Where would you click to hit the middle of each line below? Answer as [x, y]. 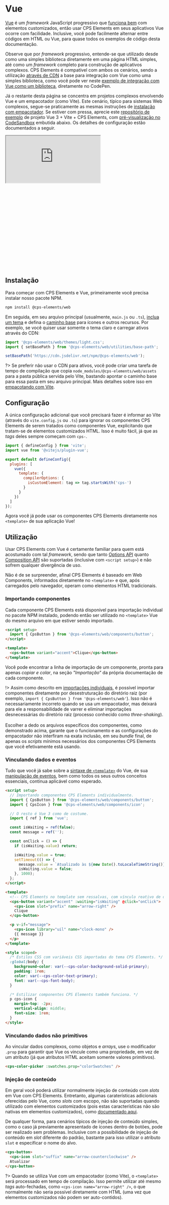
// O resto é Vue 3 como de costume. [49, 814]
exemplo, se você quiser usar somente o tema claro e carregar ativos [77, 328]
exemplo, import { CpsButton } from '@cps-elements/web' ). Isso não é [79, 698]
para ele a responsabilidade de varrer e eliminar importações [68, 709]
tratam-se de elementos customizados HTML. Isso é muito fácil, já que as [81, 431]
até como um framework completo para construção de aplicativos [74, 65]
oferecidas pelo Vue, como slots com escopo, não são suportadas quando [82, 1101]
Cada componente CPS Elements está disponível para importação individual [84, 610]
